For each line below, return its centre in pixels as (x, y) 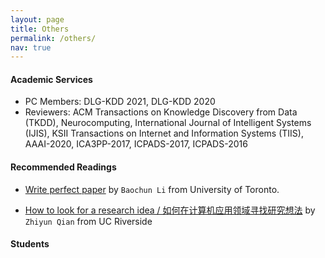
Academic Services (51, 79)
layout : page (37, 19)
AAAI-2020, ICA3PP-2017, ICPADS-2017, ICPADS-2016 (136, 144)
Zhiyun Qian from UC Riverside (88, 221)
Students (30, 244)
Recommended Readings (63, 167)
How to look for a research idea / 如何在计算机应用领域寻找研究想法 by (170, 210)
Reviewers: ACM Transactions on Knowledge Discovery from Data (161, 112)
